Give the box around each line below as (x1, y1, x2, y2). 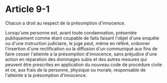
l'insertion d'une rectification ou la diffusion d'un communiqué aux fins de (5, 45, 158, 51)
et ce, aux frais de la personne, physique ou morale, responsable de (5, 66, 146, 73)
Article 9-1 (5, 3, 50, 15)
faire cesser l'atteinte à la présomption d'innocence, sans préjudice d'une (5, 51, 157, 57)
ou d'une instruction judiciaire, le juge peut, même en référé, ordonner (5, 40, 150, 46)
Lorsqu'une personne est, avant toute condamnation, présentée (5, 29, 137, 35)
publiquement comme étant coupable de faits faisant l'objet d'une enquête (5, 35, 159, 41)
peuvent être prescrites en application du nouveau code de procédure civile (5, 61, 162, 67)
